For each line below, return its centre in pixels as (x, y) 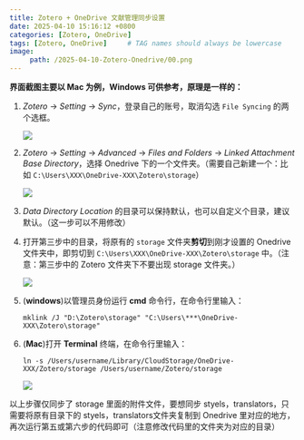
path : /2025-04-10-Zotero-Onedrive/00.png (111, 60)
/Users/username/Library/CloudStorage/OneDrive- (141, 361)
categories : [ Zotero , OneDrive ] (70, 34)
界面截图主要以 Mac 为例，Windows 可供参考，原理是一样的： (126, 87)
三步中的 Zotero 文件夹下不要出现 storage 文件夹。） (143, 264)
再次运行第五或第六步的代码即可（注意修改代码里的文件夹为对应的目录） (144, 426)
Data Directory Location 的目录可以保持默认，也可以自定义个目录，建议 (156, 211)
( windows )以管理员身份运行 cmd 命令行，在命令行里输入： (133, 301)
